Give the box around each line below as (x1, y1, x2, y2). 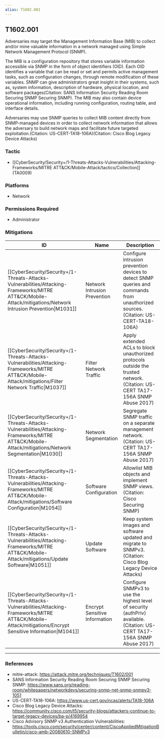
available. (123, 616, 145, 622)
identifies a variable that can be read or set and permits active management (5, 69, 159, 75)
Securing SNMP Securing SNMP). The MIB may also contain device (5, 95, 141, 101)
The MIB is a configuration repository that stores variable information (5, 59, 145, 64)
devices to (123, 268, 147, 275)
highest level (123, 597, 152, 604)
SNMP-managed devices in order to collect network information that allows (5, 120, 158, 126)
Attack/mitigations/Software (7, 498, 72, 505)
